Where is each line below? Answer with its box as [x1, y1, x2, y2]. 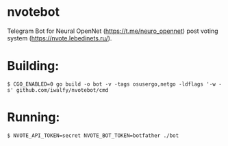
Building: [7, 58, 60, 74]
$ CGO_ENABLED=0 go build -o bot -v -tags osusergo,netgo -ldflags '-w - [7, 80, 223, 88]
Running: [7, 110, 60, 125]
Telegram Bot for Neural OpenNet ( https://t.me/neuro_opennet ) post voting [7, 27, 218, 35]
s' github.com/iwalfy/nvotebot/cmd [7, 86, 109, 93]
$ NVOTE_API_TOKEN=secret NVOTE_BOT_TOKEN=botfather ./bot [7, 132, 179, 139]
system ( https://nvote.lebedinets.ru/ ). [7, 34, 112, 42]
